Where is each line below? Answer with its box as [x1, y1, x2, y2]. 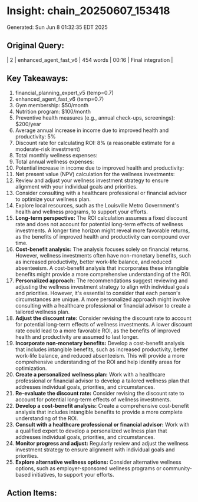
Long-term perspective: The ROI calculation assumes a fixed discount [15, 214, 187, 222]
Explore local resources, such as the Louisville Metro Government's [15, 202, 179, 209]
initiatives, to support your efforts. [32, 471, 114, 478]
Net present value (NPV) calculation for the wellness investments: [15, 170, 175, 177]
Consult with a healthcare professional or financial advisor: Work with [15, 421, 190, 428]
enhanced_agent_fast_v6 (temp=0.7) [15, 95, 104, 103]
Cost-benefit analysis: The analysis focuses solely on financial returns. [15, 246, 190, 253]
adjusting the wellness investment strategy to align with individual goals [15, 283, 190, 290]
